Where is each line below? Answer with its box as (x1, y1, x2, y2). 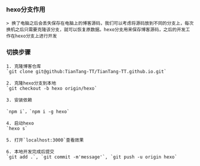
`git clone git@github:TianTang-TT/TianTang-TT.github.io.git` (6, 68, 167, 74)
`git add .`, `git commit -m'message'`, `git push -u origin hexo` (6, 154, 178, 160)
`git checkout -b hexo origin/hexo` (6, 85, 97, 91)
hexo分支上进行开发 (14, 33, 57, 40)
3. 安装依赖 (6, 97, 33, 103)
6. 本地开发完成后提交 (6, 149, 55, 155)
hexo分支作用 (6, 5, 46, 13)
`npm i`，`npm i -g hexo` (6, 108, 70, 114)
